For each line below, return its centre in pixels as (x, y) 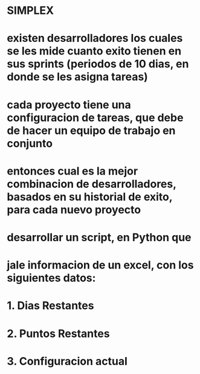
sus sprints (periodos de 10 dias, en (98, 64)
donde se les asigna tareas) (78, 77)
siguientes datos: (51, 278)
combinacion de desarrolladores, (92, 184)
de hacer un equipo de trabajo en (91, 130)
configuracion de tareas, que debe (95, 117)
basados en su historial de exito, (90, 197)
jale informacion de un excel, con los (100, 265)
